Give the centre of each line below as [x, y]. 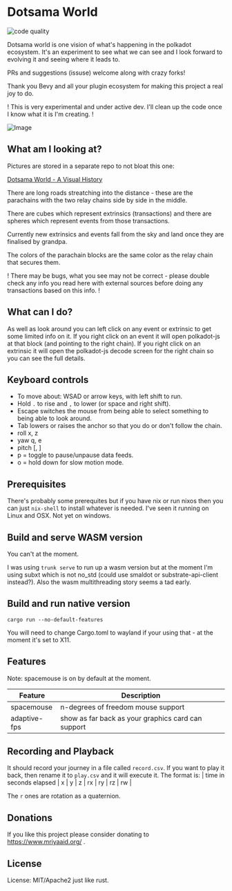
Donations [30, 817]
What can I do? [40, 312]
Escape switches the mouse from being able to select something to [113, 411]
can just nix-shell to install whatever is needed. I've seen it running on [108, 508]
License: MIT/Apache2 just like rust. [58, 880]
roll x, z [28, 433]
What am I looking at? [55, 149]
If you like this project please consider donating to [78, 834]
